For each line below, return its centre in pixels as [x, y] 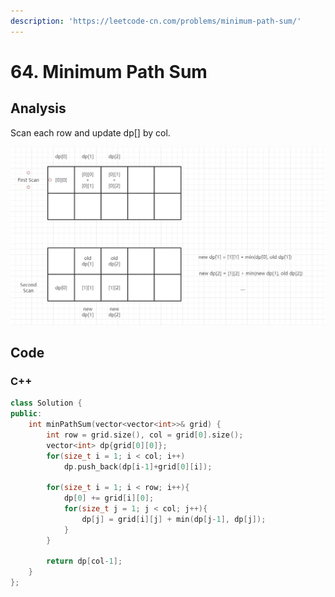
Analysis [38, 108]
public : [26, 414]
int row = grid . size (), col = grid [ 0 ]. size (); [145, 435]
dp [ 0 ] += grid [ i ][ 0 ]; [109, 498]
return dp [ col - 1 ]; [84, 561]
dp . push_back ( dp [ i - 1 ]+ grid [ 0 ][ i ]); [138, 466]
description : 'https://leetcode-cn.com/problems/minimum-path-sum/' [156, 21]
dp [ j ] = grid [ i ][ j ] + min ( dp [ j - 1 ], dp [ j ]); [174, 519]
